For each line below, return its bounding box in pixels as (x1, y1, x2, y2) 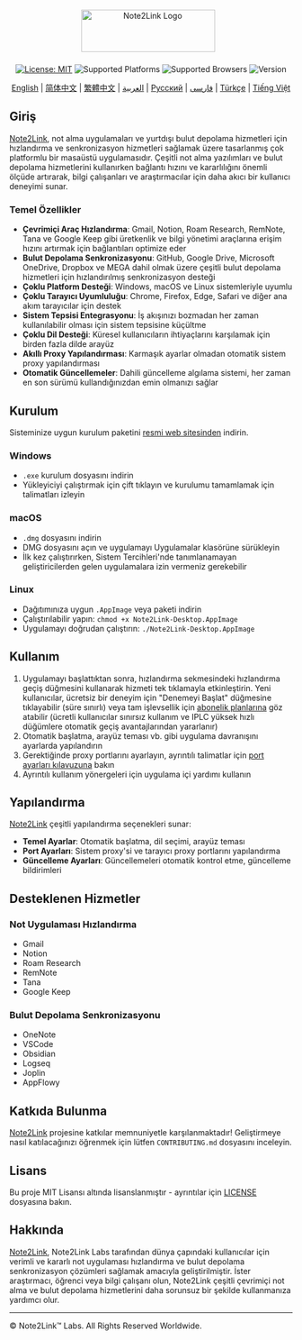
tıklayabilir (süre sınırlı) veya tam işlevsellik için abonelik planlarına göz (22, 701, 283, 713)
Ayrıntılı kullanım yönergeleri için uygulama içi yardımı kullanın (22, 769, 252, 779)
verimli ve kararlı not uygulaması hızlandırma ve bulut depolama (9, 1255, 245, 1267)
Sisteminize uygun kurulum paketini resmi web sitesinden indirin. (9, 426, 249, 438)
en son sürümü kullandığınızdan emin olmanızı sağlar (22, 377, 218, 388)
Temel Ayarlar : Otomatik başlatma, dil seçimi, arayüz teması (22, 836, 245, 847)
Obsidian (22, 1048, 56, 1060)
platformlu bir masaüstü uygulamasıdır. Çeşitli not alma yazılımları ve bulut (9, 151, 283, 163)
